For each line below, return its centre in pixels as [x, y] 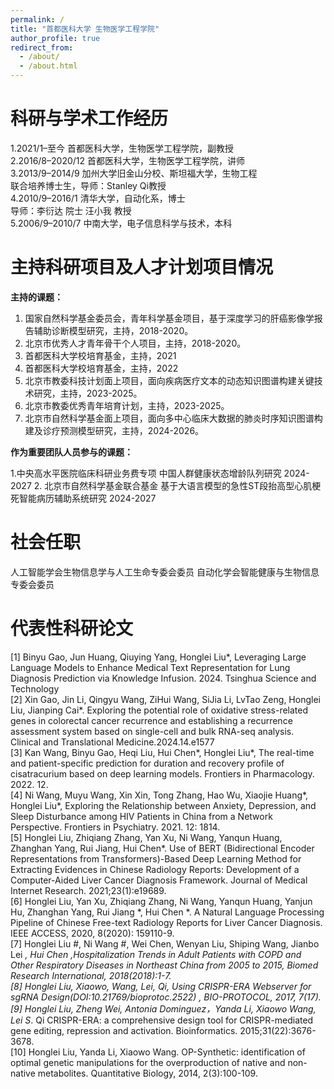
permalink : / [37, 19]
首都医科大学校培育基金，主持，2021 [100, 355]
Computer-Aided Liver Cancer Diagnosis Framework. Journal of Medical [159, 880]
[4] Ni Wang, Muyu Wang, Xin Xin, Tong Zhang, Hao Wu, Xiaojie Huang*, [159, 795]
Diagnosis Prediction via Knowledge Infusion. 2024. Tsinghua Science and [163, 678]
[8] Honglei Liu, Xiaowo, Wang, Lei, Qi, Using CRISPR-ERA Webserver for [161, 986]
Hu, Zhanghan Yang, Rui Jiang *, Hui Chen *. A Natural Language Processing [167, 912]
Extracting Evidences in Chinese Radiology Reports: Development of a [155, 869]
